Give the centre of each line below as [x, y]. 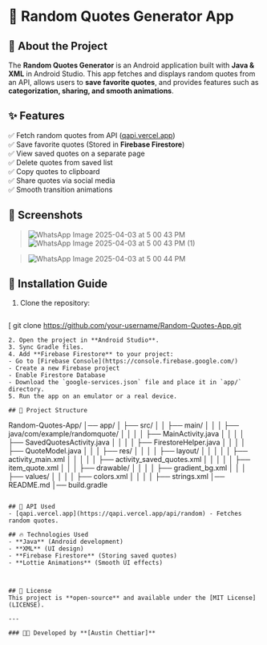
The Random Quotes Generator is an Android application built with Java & [131, 65]
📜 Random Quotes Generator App [121, 16]
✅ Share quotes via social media [62, 181]
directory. [26, 389]
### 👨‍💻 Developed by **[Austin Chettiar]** [82, 633]
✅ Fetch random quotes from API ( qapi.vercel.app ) [92, 135]
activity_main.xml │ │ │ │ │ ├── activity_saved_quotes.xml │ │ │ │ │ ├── [129, 460]
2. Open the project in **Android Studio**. [84, 340]
